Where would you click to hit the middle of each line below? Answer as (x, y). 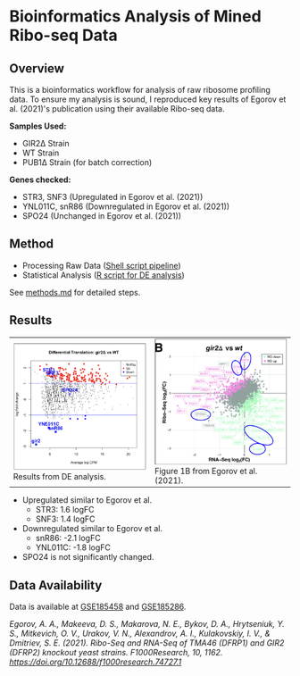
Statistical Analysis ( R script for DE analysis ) (103, 275)
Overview (37, 68)
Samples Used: (38, 126)
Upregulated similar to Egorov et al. (87, 500)
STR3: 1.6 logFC (65, 510)
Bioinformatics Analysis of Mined (135, 17)
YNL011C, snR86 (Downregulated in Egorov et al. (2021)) (126, 206)
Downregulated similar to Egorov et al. (92, 529)
